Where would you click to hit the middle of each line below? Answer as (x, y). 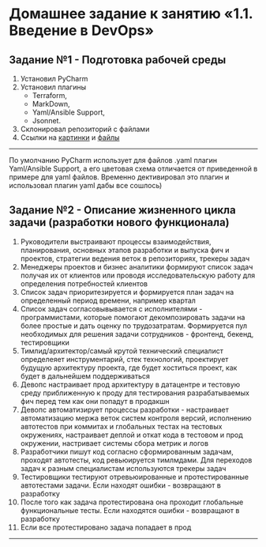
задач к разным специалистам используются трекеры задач (123, 468)
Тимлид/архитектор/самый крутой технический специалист (122, 351)
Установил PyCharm (54, 79)
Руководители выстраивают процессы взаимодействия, (116, 241)
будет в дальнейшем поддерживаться (85, 375)
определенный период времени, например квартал (108, 300)
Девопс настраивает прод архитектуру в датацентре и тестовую (130, 384)
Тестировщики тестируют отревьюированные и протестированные (135, 477)
